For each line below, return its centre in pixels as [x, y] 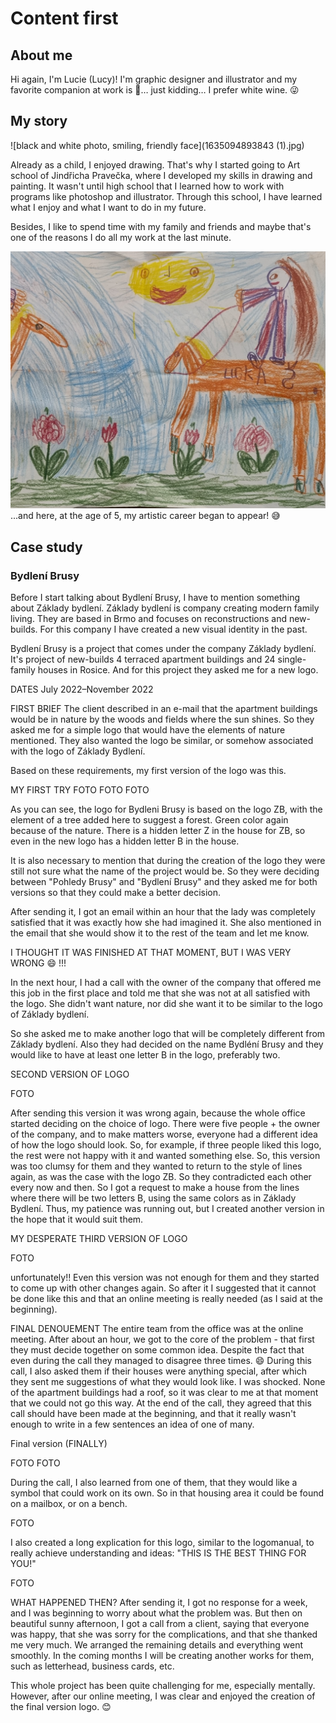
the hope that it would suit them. [77, 1219]
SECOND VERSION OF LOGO [70, 1074]
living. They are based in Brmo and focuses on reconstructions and [148, 618]
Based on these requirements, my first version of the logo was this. [148, 770]
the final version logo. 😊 [61, 1706]
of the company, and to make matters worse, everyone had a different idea [164, 1134]
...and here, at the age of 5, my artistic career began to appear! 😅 [145, 516]
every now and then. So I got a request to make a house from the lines [155, 1187]
